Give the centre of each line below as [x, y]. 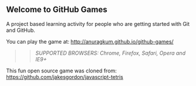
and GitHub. [21, 30]
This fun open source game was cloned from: [61, 71]
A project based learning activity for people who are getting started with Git [98, 24]
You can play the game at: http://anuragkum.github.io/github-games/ [90, 41]
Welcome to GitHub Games [57, 10]
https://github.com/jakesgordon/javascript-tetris [65, 77]
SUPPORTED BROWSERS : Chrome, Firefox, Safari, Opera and [110, 53]
